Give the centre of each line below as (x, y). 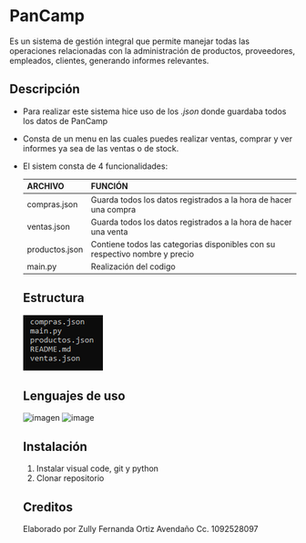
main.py (42, 266)
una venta (109, 231)
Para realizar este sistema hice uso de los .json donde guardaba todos (154, 111)
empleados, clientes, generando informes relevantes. (109, 60)
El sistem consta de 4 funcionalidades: (95, 166)
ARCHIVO (46, 186)
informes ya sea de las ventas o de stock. (101, 148)
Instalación (55, 447)
